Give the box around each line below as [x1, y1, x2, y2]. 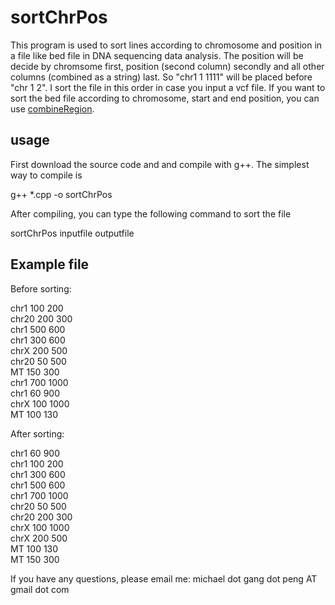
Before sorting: [10, 282, 72, 295]
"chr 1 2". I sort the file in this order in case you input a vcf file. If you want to [10, 81, 326, 93]
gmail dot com [10, 583, 70, 595]
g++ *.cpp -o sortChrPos [10, 188, 113, 200]
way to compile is [10, 169, 83, 181]
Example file [10, 256, 90, 273]
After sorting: [10, 427, 65, 440]
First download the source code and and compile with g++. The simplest [10, 158, 310, 170]
